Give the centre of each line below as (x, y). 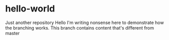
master (13, 33)
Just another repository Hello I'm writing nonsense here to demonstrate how (84, 22)
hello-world (30, 9)
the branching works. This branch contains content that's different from (80, 27)
